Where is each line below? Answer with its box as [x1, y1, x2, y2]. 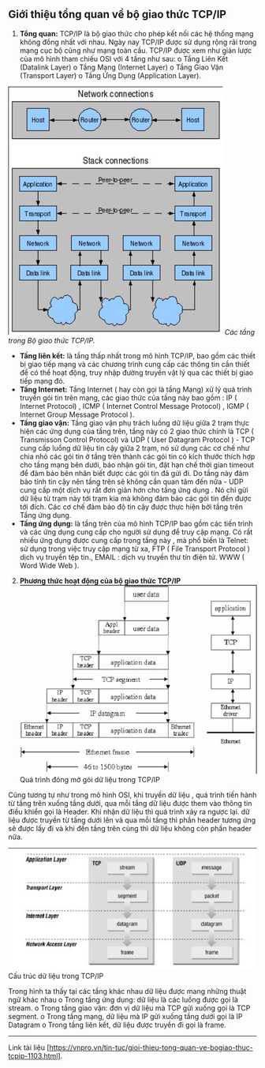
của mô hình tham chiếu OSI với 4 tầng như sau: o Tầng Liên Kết [19, 54, 229, 63]
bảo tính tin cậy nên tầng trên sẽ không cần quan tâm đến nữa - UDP [19, 477, 244, 486]
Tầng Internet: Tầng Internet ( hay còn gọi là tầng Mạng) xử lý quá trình [19, 384, 252, 394]
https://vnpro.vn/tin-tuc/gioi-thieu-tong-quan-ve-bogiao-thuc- [49, 1043, 254, 1052]
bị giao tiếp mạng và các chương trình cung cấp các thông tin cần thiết [19, 359, 250, 369]
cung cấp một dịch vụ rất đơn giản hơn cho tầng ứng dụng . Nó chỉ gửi [19, 485, 248, 494]
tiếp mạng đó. [19, 376, 65, 385]
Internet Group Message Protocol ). [19, 410, 135, 419]
